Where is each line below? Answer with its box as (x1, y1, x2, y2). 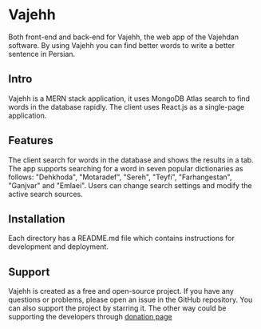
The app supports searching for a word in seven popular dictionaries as (8, 163, 243, 173)
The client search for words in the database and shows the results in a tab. (8, 154, 254, 165)
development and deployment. (8, 242, 109, 251)
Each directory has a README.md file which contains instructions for (8, 234, 235, 243)
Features (8, 134, 53, 147)
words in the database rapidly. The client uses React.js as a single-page (8, 102, 245, 111)
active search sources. (8, 189, 84, 199)
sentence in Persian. (8, 49, 76, 58)
